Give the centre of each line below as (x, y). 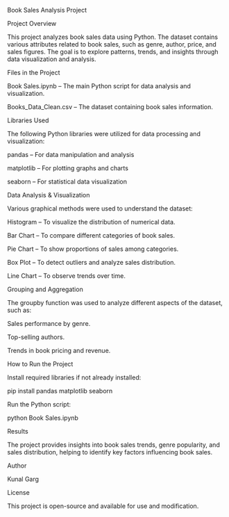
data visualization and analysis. (52, 59)
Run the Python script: (39, 404)
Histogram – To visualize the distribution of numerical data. (91, 222)
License (18, 492)
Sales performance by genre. (49, 323)
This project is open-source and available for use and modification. (103, 506)
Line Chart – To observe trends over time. (67, 276)
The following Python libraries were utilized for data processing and (104, 134)
